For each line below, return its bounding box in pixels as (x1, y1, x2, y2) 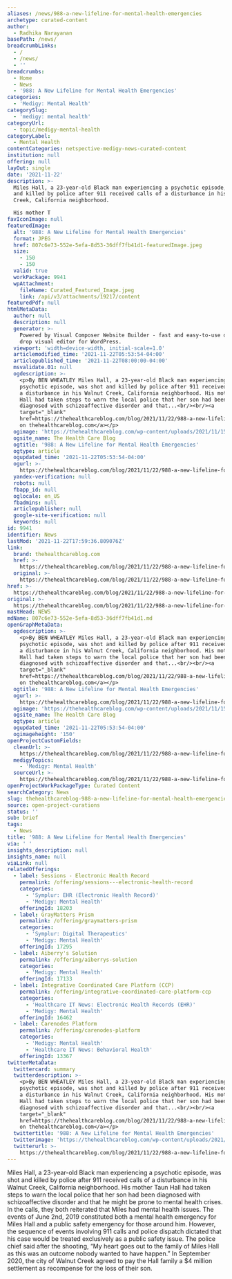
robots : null (13, 479, 51, 487)
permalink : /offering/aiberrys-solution (19, 956, 137, 963)
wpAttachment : (13, 280, 54, 287)
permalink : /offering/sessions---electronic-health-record (19, 879, 193, 886)
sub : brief (7, 814, 39, 821)
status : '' (7, 808, 39, 815)
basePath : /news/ (7, 36, 57, 43)
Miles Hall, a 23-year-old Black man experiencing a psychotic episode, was (7, 1168, 222, 1177)
